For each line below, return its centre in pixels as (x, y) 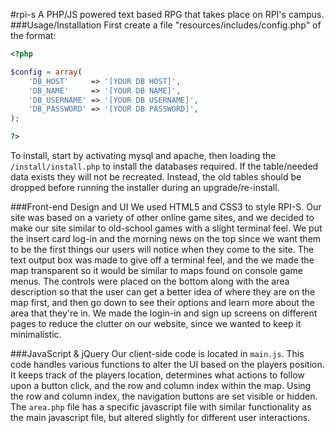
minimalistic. (36, 334)
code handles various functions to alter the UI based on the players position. (167, 364)
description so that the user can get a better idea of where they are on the (163, 292)
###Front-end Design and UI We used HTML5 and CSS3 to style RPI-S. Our (166, 207)
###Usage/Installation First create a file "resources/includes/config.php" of (166, 25)
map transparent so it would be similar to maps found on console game (156, 270)
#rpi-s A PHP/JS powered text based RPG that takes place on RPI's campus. (167, 14)
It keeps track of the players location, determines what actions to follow (157, 375)
